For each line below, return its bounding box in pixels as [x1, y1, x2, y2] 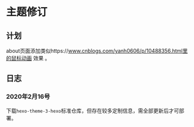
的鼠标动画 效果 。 [6, 55, 50, 62]
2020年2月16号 [6, 92, 50, 101]
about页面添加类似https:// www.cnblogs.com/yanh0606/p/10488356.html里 [6, 48, 188, 54]
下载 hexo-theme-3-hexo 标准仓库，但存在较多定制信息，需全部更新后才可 [6, 107, 179, 114]
